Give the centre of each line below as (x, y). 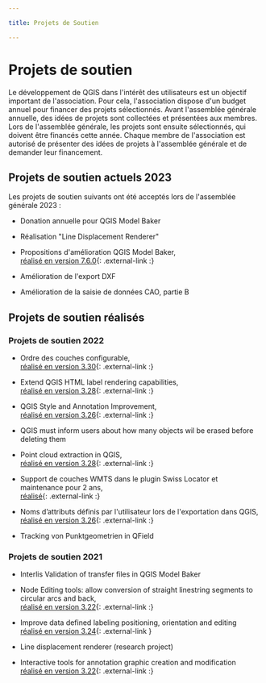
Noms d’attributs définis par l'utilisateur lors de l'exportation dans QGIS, (139, 512)
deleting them (43, 439)
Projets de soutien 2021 (56, 556)
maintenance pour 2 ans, (61, 488)
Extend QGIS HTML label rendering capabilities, (99, 382)
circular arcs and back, (58, 598)
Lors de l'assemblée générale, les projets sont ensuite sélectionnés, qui (127, 127)
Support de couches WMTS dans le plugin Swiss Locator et (119, 479)
